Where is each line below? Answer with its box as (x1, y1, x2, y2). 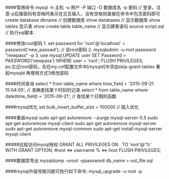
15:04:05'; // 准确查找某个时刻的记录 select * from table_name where (5, 87, 148, 93)
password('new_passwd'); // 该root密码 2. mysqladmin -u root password (5, 47, 156, 52)
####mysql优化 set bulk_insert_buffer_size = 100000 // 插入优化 (5, 104, 139, 110)
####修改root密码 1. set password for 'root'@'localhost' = (5, 40, 126, 46)
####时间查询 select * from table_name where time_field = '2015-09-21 (5, 81, 154, 87)
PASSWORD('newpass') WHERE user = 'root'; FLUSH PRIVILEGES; (5, 57, 144, 64)
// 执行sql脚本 (5, 30, 34, 35)
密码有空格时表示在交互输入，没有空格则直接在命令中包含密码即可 (23, 11, 160, 17)
